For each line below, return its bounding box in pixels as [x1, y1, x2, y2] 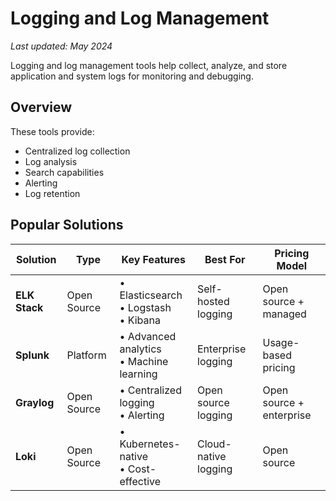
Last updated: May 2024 [10, 40, 113, 52]
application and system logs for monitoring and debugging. [10, 70, 254, 82]
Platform [66, 348, 107, 362]
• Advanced [119, 329, 177, 343]
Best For [204, 252, 246, 266]
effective [119, 474, 162, 488]
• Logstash [119, 300, 172, 314]
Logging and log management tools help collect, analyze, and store [10, 59, 288, 71]
